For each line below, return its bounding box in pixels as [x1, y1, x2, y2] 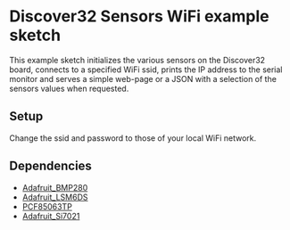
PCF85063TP [21, 201, 73, 211]
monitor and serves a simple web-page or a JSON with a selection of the [9, 73, 277, 84]
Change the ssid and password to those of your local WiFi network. [9, 132, 257, 144]
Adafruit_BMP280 [21, 182, 88, 193]
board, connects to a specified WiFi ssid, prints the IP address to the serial [9, 64, 283, 75]
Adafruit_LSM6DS [21, 192, 88, 202]
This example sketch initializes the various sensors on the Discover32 [9, 54, 266, 65]
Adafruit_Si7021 [21, 210, 80, 221]
